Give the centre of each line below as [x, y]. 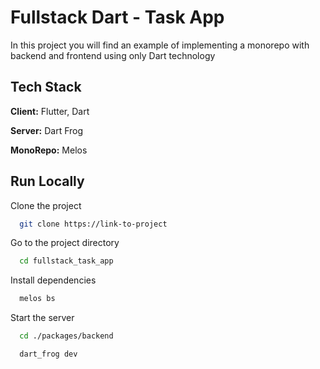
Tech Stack [46, 87]
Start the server [42, 318]
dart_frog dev [48, 354]
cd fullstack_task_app [66, 261]
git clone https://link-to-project [93, 224]
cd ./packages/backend [66, 336]
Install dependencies [53, 280]
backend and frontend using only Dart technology [113, 55]
